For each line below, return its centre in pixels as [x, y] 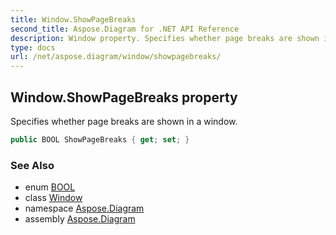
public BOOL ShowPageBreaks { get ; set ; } [100, 139]
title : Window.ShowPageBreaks [73, 19]
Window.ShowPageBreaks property [124, 97]
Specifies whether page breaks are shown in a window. [124, 121]
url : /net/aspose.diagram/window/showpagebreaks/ [116, 57]
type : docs [33, 47]
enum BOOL [50, 187]
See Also [32, 165]
